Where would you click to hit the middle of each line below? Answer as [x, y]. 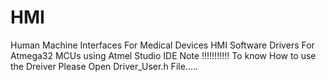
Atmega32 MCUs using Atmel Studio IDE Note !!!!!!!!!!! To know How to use [163, 55]
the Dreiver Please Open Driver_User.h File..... [104, 66]
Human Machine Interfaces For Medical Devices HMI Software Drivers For [162, 45]
